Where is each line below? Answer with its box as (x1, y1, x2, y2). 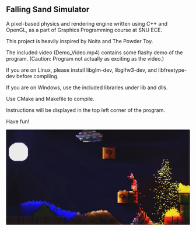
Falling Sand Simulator (6, 5, 90, 15)
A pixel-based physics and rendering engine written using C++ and (6, 20, 168, 27)
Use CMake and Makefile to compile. (6, 95, 94, 102)
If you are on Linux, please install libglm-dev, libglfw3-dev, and (6, 66, 157, 73)
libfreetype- (158, 66, 187, 73)
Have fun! (6, 118, 30, 125)
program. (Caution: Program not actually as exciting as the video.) (6, 55, 164, 62)
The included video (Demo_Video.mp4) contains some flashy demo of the (6, 49, 183, 56)
